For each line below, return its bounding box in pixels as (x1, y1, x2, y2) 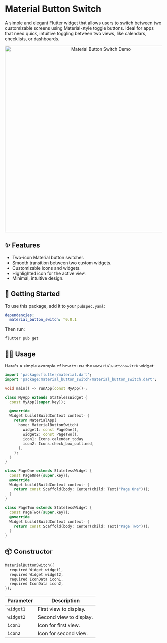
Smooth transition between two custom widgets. (12, 260, 112, 266)
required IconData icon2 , (9, 581, 64, 586)
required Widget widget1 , (9, 567, 64, 572)
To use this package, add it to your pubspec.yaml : (5, 303, 105, 309)
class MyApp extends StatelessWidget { (5, 395, 88, 400)
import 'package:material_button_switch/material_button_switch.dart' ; (5, 377, 157, 382)
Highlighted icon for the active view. (12, 270, 86, 276)
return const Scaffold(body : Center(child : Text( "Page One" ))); (14, 487, 150, 492)
